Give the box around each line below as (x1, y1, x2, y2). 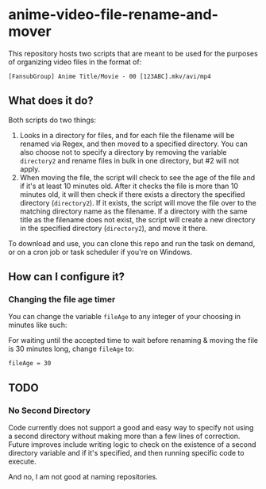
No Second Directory (8, 405, 91, 416)
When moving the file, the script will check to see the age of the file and (19, 172, 256, 182)
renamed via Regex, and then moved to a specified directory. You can (19, 139, 249, 148)
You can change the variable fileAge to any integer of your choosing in (8, 312, 241, 322)
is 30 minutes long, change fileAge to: (8, 344, 134, 354)
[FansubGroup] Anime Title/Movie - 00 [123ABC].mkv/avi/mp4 (8, 72, 212, 80)
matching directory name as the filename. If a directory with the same (19, 206, 248, 216)
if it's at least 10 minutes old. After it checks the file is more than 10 (19, 181, 239, 191)
